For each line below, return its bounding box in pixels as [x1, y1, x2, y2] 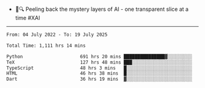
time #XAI [15, 15, 40, 21]
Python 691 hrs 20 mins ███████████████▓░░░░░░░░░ [6, 53, 192, 59]
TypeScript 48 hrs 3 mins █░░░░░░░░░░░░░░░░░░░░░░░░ [6, 65, 192, 71]
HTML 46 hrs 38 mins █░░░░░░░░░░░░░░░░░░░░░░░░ [6, 70, 192, 76]
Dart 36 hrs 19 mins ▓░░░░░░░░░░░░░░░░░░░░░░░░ [6, 76, 192, 83]
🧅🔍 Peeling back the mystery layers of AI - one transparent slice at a [15, 5, 189, 13]
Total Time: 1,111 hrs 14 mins [6, 42, 86, 49]
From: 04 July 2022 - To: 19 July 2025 [6, 32, 108, 38]
